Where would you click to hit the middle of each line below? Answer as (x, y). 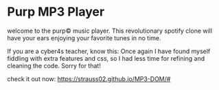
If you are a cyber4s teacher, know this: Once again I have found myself (109, 51)
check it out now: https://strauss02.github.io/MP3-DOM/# (89, 78)
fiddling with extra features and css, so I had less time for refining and (106, 58)
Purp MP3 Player (56, 12)
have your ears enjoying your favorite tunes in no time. (84, 37)
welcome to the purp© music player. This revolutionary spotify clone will (110, 31)
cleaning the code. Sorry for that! (54, 65)
